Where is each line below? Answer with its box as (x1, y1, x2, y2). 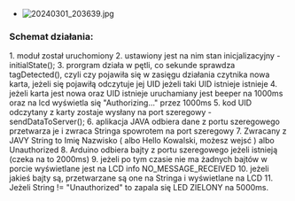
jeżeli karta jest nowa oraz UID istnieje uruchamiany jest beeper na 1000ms (9, 89, 283, 99)
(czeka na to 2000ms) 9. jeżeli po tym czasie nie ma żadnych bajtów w (9, 154, 268, 165)
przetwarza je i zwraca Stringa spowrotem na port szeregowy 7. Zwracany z (9, 126, 287, 136)
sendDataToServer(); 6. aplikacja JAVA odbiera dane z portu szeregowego (9, 116, 281, 128)
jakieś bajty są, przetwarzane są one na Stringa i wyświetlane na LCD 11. (9, 173, 274, 183)
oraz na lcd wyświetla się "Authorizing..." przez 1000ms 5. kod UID (9, 97, 252, 108)
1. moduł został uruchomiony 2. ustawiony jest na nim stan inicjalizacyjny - (9, 50, 281, 61)
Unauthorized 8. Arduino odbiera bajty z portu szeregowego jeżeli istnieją (9, 144, 278, 155)
